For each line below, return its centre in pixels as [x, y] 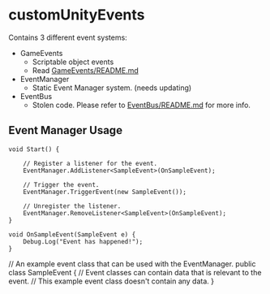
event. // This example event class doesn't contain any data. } [111, 281]
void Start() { [34, 149]
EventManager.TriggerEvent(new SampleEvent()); [105, 192]
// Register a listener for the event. [90, 163]
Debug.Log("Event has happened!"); [83, 241]
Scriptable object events [73, 62]
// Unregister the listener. [72, 206]
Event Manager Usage [66, 130]
